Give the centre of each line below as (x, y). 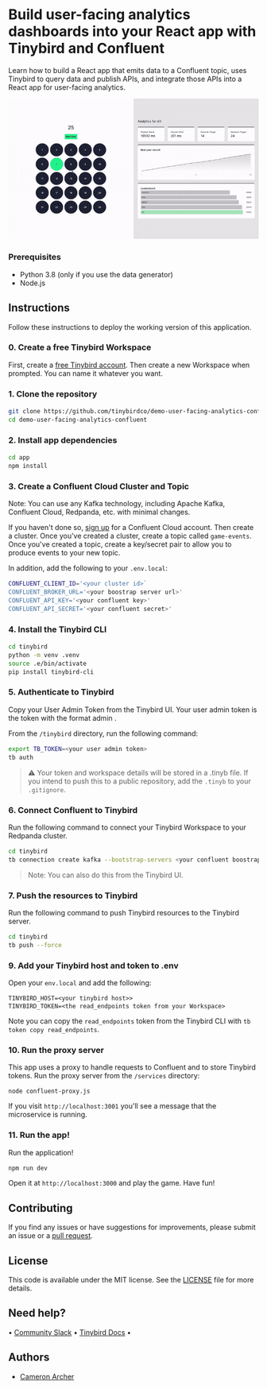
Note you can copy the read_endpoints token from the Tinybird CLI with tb (130, 1021)
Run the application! (41, 1152)
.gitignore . (46, 789)
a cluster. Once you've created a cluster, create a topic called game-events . (130, 536)
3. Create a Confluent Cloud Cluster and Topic (99, 486)
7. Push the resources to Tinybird (73, 896)
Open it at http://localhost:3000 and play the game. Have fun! (112, 1183)
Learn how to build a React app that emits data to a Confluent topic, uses (128, 70)
